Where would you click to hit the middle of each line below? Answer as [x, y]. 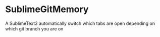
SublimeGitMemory [47, 9]
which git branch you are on [34, 28]
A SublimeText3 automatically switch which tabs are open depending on [80, 23]
